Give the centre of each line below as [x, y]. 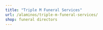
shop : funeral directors [31, 19]
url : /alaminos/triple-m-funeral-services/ [52, 15]
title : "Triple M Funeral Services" [44, 10]
